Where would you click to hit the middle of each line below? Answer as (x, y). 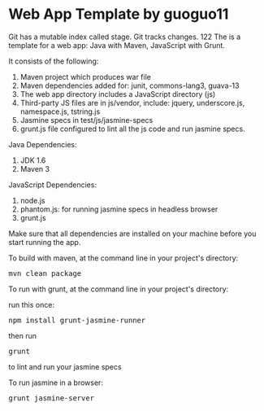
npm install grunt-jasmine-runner (77, 320)
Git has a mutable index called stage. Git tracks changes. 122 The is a (125, 37)
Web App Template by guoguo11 (119, 14)
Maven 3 (35, 168)
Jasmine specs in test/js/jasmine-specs (87, 120)
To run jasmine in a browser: (56, 383)
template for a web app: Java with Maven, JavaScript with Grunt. (117, 45)
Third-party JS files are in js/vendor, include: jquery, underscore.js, (132, 103)
